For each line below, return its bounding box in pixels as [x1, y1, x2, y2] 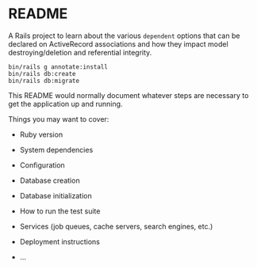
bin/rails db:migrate [8, 77, 80, 85]
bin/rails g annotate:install [8, 62, 109, 71]
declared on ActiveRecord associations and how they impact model [8, 39, 228, 48]
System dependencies [19, 145, 94, 154]
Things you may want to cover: [8, 114, 109, 123]
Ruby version [19, 130, 63, 139]
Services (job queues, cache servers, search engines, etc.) [19, 221, 213, 231]
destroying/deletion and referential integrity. [8, 47, 152, 57]
